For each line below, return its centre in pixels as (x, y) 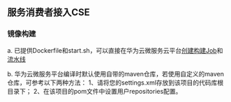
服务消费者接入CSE (49, 12)
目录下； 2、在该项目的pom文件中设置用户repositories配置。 (95, 91)
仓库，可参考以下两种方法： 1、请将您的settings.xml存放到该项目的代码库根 (115, 83)
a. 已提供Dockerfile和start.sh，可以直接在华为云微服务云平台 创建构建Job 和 (115, 50)
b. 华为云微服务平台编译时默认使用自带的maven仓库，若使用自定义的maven (116, 74)
